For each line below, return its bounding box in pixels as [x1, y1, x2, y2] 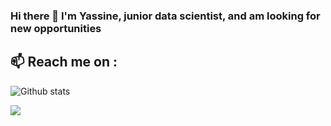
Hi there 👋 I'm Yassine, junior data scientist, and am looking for [10, 9, 321, 23]
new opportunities [10, 21, 102, 35]
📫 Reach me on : [10, 54, 118, 71]
